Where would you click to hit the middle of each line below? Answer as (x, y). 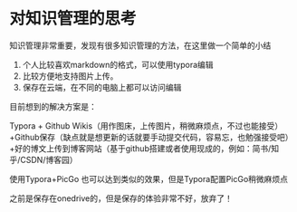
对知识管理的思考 (73, 19)
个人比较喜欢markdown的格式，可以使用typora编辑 (118, 64)
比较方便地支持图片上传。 (70, 76)
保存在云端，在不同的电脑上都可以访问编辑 (102, 87)
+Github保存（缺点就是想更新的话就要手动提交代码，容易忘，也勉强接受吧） (151, 137)
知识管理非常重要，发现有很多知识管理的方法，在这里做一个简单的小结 (140, 45)
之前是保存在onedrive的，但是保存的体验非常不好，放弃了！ (121, 198)
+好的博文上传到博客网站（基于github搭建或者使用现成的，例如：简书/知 (144, 148)
